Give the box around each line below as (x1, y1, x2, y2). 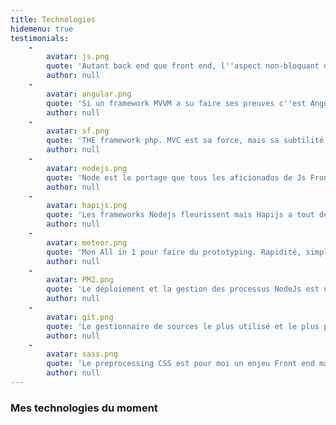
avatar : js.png (46, 52, 110, 62)
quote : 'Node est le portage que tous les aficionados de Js (46, 172, 307, 183)
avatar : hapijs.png (46, 201, 128, 211)
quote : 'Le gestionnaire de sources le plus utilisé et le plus (46, 321, 320, 331)
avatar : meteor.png (46, 237, 128, 248)
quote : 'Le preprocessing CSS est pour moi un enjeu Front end (46, 359, 315, 369)
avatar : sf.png (46, 126, 110, 136)
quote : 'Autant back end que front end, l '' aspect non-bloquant (46, 61, 320, 71)
